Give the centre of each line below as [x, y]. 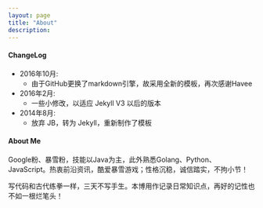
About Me [25, 141]
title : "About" [33, 23]
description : [29, 30]
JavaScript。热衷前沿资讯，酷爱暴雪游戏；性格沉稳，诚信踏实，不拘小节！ [128, 169]
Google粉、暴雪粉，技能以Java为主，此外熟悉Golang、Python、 [112, 159]
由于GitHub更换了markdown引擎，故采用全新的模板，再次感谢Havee [142, 83]
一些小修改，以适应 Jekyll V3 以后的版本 [96, 103]
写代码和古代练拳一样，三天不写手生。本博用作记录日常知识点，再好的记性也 [131, 186]
